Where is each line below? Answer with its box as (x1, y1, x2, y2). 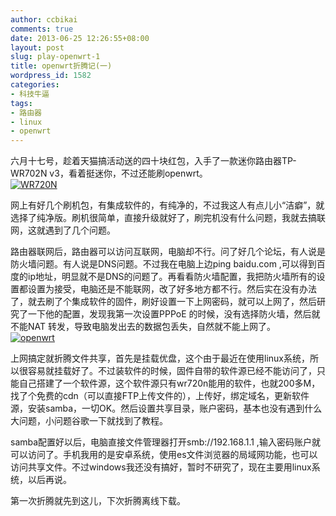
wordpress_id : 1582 (10, 71, 92, 81)
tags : (10, 98, 33, 108)
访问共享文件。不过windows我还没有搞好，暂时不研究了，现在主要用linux (10, 461, 312, 473)
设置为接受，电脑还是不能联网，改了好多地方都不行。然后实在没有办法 (27, 283, 317, 295)
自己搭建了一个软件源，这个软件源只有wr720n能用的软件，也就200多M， (18, 377, 321, 390)
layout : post (10, 42, 65, 53)
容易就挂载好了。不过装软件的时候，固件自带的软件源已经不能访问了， (27, 365, 317, 377)
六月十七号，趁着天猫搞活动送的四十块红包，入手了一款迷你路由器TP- (10, 155, 297, 167)
